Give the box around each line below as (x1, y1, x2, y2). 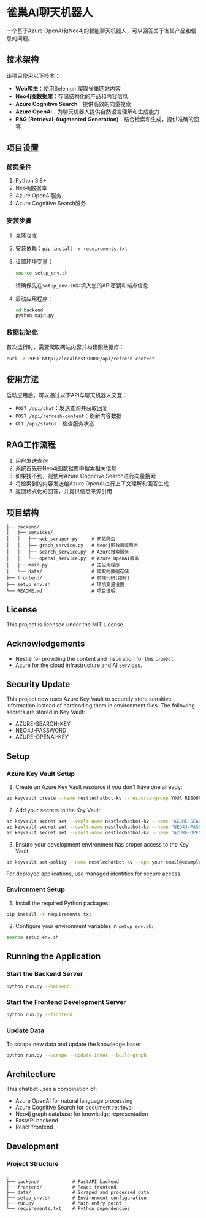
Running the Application (6, 951, 101, 961)
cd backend (15, 307, 44, 313)
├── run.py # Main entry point (6, 1200, 122, 1206)
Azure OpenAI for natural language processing (15, 1097, 133, 1105)
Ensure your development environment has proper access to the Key (15, 840, 189, 848)
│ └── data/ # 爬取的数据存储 (6, 568, 129, 574)
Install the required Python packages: (15, 899, 110, 907)
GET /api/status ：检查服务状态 (15, 420, 95, 427)
